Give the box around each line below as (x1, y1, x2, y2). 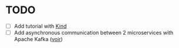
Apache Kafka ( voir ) (14, 36, 63, 43)
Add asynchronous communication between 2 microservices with (14, 29, 174, 36)
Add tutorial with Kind (14, 23, 67, 29)
